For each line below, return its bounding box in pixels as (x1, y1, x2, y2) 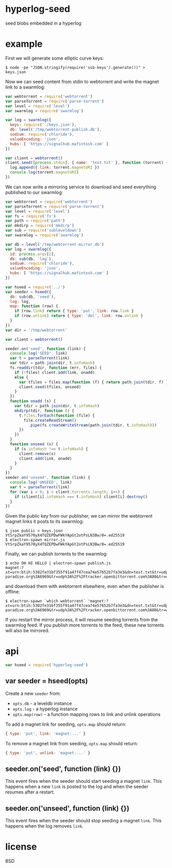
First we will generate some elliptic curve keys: (5, 55, 104, 61)
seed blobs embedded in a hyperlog (5, 20, 82, 26)
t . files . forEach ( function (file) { (18, 413, 95, 418)
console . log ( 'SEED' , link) (10, 351, 68, 356)
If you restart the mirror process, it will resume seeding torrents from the (5, 617, 158, 623)
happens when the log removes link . (5, 823, 83, 829)
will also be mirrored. (5, 628, 50, 634)
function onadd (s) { (10, 399, 56, 404)
